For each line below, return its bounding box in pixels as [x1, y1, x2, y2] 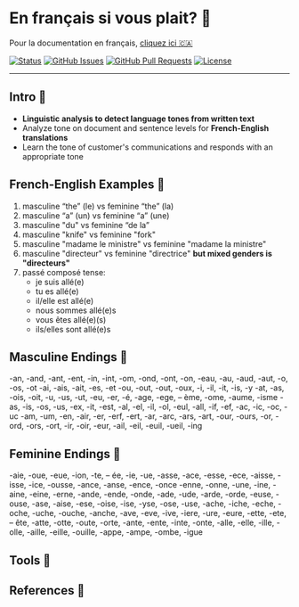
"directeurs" [21, 258, 70, 268]
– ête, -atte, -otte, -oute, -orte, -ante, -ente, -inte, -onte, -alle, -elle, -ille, [9, 517, 275, 529]
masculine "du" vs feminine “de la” [21, 219, 149, 230]
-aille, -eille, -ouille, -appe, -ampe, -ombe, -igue [26, 527, 203, 537]
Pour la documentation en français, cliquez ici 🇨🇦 [9, 37, 193, 48]
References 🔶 [9, 583, 85, 598]
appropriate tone [21, 151, 85, 161]
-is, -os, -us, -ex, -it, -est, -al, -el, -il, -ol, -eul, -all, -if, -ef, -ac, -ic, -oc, [21, 401, 282, 413]
